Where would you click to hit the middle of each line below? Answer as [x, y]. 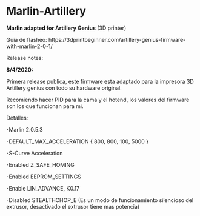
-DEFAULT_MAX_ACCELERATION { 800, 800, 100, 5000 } [77, 141]
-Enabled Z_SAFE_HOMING [40, 164]
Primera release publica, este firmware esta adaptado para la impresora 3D [100, 81]
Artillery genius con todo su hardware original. [64, 88]
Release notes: [25, 58]
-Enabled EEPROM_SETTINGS [44, 177]
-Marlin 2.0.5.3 [25, 129]
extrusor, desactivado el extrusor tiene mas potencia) [73, 206]
